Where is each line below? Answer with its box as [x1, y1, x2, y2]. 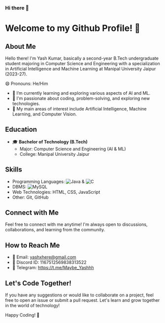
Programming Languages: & [12, 179, 85, 184]
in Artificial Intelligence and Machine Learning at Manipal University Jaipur [5, 66, 156, 72]
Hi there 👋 [5, 4, 30, 11]
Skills [5, 165, 22, 174]
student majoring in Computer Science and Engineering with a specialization [5, 60, 160, 66]
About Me [5, 42, 36, 51]
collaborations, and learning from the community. [5, 227, 105, 233]
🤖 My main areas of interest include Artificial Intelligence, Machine [12, 106, 147, 111]
